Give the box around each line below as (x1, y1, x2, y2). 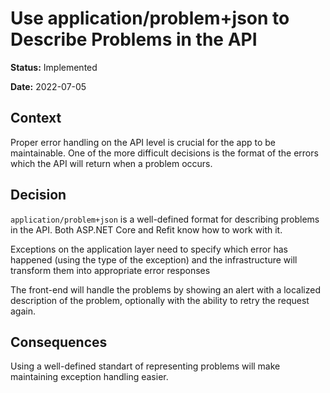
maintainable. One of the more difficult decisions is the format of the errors (10, 147, 319, 159)
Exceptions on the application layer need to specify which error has (10, 243, 288, 255)
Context (10, 110, 62, 127)
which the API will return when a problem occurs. (10, 157, 213, 169)
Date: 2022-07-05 (10, 80, 87, 92)
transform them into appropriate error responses (10, 264, 211, 276)
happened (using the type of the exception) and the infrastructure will (10, 253, 298, 266)
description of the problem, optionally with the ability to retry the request (10, 294, 310, 306)
